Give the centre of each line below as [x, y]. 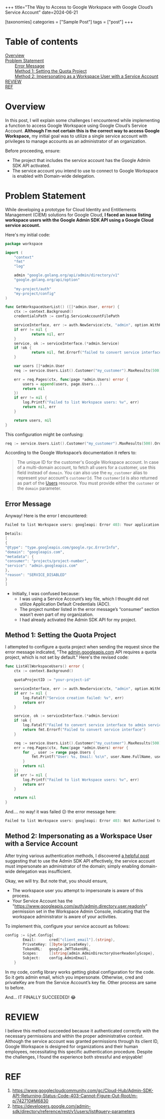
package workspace [24, 244]
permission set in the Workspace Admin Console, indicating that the [81, 911]
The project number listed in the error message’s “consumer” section [89, 609]
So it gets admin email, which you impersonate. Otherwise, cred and [74, 977]
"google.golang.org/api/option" [47, 280]
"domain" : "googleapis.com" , [35, 552]
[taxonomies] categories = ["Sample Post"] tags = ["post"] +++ [69, 22]
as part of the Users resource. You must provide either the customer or [88, 483]
